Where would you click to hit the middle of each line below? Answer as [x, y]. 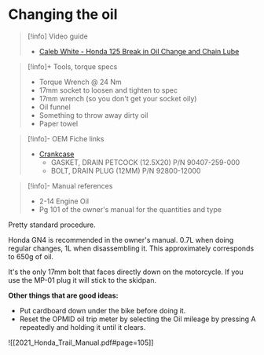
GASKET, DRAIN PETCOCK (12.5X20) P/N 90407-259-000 [145, 162]
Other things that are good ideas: [63, 295]
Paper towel [59, 123]
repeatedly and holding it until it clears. [82, 327]
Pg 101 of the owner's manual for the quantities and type [130, 209]
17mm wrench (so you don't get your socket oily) [118, 98]
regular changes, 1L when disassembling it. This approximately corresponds [131, 248]
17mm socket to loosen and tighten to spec [108, 90]
